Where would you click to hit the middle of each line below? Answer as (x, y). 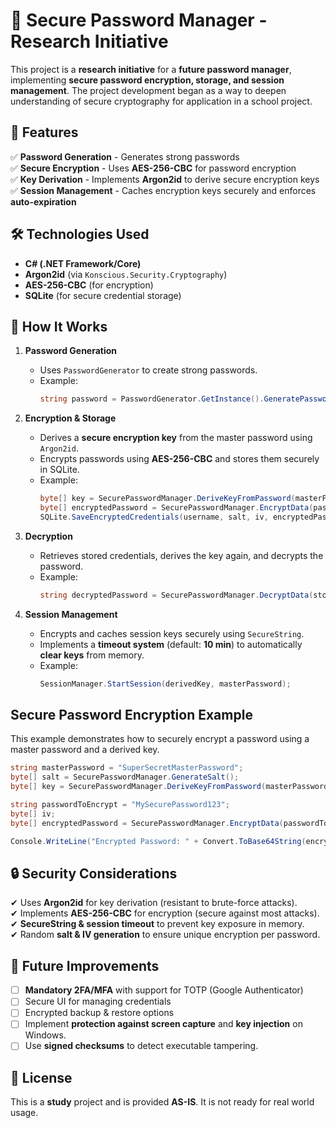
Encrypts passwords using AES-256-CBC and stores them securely (179, 459)
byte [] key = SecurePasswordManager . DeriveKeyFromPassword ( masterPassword (169, 787)
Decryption (48, 536)
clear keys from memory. (92, 655)
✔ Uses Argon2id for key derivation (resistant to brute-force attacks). (154, 903)
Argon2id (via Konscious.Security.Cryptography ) (126, 274)
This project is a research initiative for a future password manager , (151, 69)
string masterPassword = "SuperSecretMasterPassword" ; (127, 768)
